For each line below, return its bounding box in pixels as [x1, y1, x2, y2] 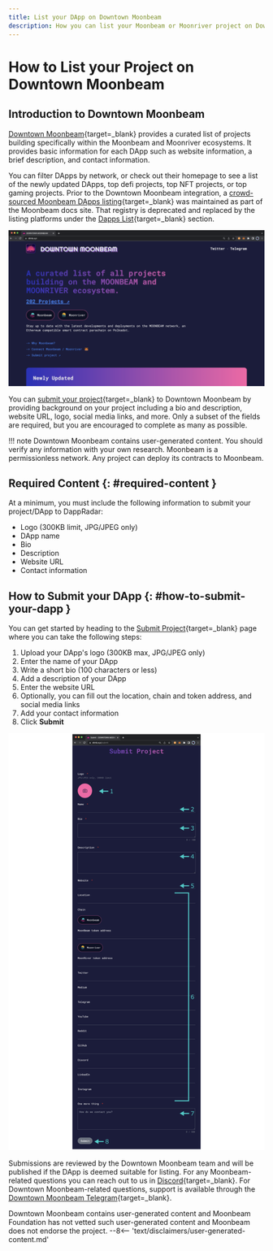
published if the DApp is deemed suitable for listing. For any [8, 1166, 209, 1176]
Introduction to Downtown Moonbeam [8, 107, 206, 121]
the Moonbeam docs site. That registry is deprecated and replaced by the [8, 205, 256, 215]
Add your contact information [19, 708, 119, 719]
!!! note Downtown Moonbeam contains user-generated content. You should [8, 436, 263, 445]
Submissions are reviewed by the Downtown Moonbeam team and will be [8, 1158, 254, 1168]
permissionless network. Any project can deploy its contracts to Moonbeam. [8, 453, 264, 463]
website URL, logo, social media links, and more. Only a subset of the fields [8, 411, 261, 421]
